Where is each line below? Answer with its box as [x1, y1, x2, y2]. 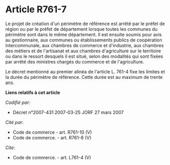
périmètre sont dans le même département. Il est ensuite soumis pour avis [5, 31, 162, 37]
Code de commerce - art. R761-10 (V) [12, 129, 92, 135]
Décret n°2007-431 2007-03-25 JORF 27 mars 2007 [12, 109, 124, 115]
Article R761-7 [5, 4, 67, 15]
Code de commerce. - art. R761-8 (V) [12, 134, 92, 140]
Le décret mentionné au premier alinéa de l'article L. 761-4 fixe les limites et [5, 68, 165, 75]
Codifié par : [5, 99, 31, 106]
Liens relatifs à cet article [5, 89, 60, 95]
